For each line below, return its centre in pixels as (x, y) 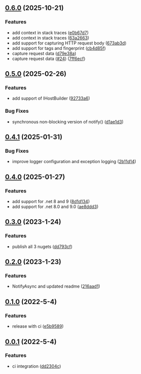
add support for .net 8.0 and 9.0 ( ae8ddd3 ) (55, 207)
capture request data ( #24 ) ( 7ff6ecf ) (49, 59)
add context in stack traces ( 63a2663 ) (51, 38)
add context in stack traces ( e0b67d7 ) (50, 32)
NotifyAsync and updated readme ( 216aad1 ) (56, 286)
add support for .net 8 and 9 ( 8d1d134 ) (51, 202)
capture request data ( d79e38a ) (44, 53)
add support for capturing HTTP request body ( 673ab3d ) (69, 43)
